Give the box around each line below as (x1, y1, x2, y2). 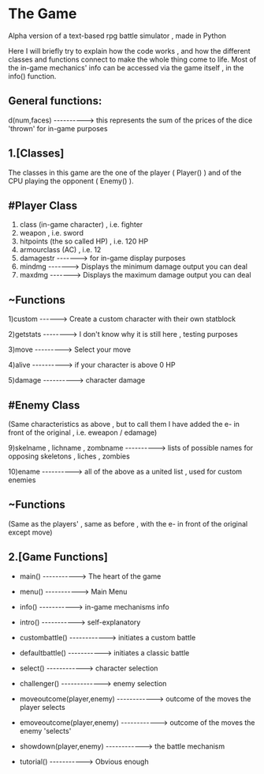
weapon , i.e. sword (19, 228, 84, 238)
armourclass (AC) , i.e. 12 (19, 245, 102, 255)
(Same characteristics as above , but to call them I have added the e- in (8, 420, 240, 429)
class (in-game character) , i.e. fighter (19, 220, 143, 229)
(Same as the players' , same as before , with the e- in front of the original (8, 519, 248, 528)
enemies (8, 475, 36, 485)
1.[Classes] (8, 147, 65, 160)
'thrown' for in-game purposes (8, 123, 108, 133)
